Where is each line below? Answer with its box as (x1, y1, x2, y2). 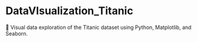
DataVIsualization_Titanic (5, 4, 133, 18)
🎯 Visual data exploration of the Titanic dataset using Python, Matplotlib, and (5, 24, 192, 31)
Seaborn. (5, 30, 28, 37)
